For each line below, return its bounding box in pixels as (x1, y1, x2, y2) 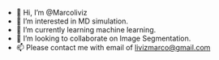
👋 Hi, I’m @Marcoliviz (15, 8, 88, 17)
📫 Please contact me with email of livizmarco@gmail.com (15, 43, 211, 52)
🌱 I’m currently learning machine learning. (15, 25, 157, 34)
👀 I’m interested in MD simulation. (15, 16, 128, 26)
